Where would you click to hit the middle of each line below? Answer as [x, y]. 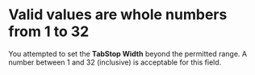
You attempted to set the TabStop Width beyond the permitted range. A [128, 53]
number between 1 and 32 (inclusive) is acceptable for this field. [115, 62]
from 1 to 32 [49, 32]
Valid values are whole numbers [118, 15]
